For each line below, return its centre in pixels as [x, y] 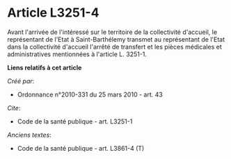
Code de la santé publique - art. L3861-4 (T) [81, 148]
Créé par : [21, 81]
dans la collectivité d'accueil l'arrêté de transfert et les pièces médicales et [114, 47]
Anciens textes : [30, 135]
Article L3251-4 [53, 13]
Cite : [14, 108]
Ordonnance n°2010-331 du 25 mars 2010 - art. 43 [90, 94]
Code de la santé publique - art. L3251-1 [75, 121]
